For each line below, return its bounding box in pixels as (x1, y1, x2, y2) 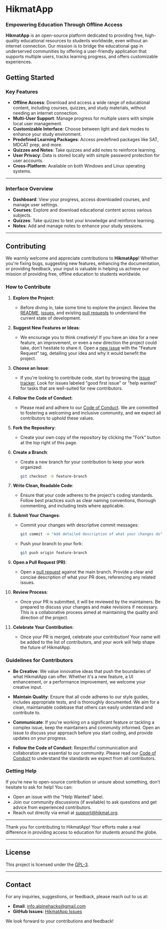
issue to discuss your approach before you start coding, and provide (12, 730, 153, 736)
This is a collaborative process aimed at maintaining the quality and (20, 609, 158, 615)
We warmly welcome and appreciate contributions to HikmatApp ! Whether (5, 255, 159, 261)
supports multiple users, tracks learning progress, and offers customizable (5, 54, 158, 60)
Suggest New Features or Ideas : (12, 325, 80, 331)
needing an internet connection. (12, 110, 78, 116)
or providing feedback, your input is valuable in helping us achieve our (5, 266, 149, 272)
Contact (5, 881, 31, 889)
